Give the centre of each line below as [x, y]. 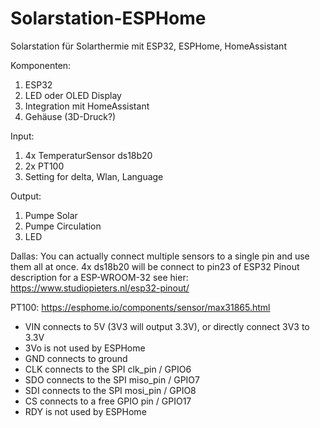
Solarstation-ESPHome [108, 18]
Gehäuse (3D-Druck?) [70, 116]
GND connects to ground [76, 358]
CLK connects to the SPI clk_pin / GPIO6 [108, 369]
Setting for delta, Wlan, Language [94, 176]
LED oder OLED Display [73, 95]
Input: [22, 136]
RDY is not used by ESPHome [85, 411]
